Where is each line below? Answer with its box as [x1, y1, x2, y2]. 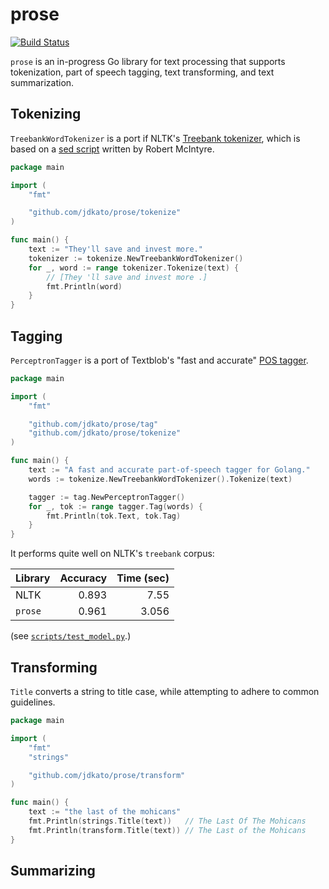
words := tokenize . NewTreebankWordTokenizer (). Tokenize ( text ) [28, 474, 293, 484]
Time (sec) [116, 571, 170, 585]
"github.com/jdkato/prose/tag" [28, 419, 159, 429]
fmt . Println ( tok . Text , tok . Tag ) [46, 511, 182, 521]
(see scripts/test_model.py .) [10, 630, 132, 642]
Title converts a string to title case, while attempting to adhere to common [10, 686, 320, 697]
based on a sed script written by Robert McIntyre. [10, 143, 215, 155]
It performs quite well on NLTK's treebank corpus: [10, 548, 215, 560]
